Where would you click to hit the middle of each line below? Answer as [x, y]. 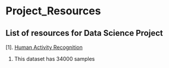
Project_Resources [53, 11]
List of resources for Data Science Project [84, 33]
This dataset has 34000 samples [54, 59]
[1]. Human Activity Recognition [44, 47]
